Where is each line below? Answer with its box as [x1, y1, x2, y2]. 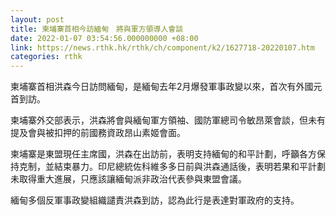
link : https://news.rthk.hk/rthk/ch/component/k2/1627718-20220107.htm [10, 42, 315, 53]
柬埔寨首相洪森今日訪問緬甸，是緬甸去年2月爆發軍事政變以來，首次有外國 [10, 81, 314, 93]
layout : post [10, 14, 65, 25]
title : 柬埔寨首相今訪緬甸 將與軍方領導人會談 [10, 24, 184, 34]
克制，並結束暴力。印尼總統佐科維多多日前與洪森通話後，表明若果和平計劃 [18, 161, 326, 173]
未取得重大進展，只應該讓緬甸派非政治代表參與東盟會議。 [10, 173, 247, 185]
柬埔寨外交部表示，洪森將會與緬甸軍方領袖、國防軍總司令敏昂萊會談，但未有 [10, 114, 326, 126]
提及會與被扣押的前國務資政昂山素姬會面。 [10, 127, 186, 139]
